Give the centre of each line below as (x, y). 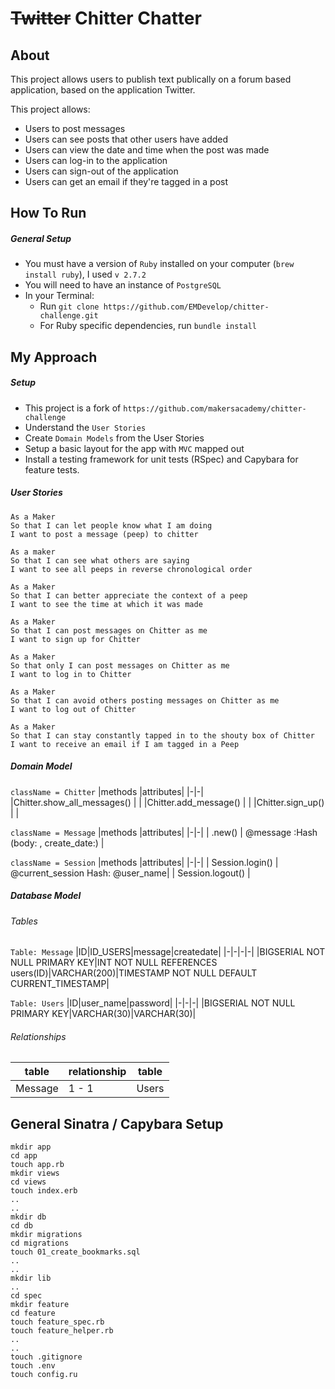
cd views (28, 1182)
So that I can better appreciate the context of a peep (129, 595)
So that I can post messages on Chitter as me (109, 630)
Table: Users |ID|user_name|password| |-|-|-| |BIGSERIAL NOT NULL (153, 1003)
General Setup (41, 238)
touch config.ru (44, 1375)
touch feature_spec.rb (57, 1322)
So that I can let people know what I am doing (111, 525)
